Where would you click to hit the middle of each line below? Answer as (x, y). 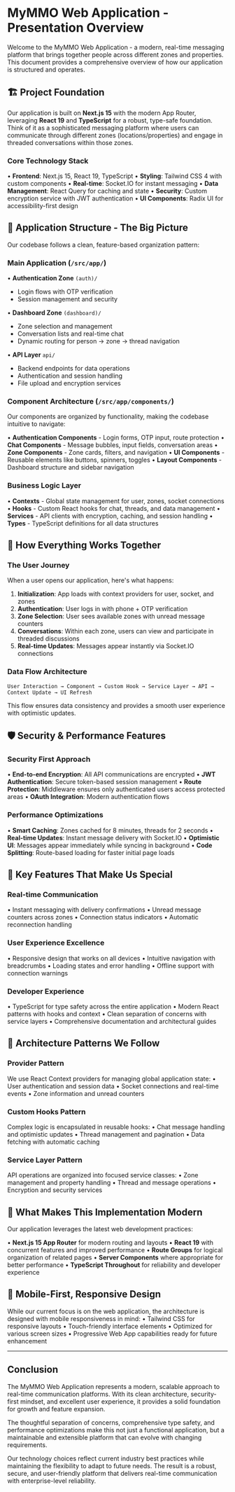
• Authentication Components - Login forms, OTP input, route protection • (116, 438)
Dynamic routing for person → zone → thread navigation (99, 341)
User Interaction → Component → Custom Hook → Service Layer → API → (111, 686)
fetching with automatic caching (54, 1142)
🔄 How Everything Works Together (84, 546)
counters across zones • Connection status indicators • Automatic (103, 917)
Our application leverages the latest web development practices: (100, 1229)
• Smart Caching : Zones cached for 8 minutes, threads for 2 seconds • (110, 830)
